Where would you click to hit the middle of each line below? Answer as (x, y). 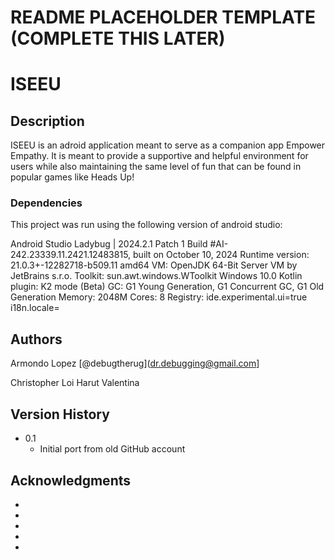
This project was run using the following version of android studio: (146, 225)
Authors (36, 339)
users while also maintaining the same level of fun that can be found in (156, 167)
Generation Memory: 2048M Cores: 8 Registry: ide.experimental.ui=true (159, 297)
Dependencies (46, 203)
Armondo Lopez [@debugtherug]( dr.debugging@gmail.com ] (135, 363)
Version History (60, 414)
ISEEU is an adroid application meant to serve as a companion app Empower (168, 145)
